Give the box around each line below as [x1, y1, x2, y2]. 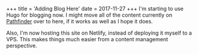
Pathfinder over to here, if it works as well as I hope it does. [6, 18, 153, 25]
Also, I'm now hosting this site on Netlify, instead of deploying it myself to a [6, 29, 192, 36]
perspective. [6, 42, 37, 49]
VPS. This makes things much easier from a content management [6, 36, 169, 42]
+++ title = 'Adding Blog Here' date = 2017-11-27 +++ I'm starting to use [6, 5, 184, 12]
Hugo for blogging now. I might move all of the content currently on [6, 11, 173, 19]
